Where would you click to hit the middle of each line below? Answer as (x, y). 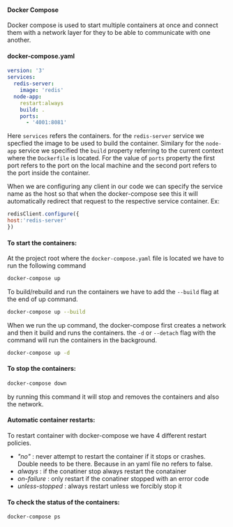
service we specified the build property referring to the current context (121, 151)
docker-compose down (37, 383)
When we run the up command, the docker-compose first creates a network (117, 325)
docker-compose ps (34, 517)
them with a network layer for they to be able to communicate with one (109, 33)
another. (19, 40)
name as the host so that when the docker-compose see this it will (103, 194)
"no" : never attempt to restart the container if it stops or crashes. (111, 457)
